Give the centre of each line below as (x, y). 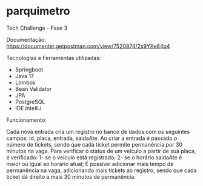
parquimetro (38, 11)
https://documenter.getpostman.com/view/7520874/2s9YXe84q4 (88, 46)
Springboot (29, 69)
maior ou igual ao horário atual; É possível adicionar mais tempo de (90, 164)
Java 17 (25, 76)
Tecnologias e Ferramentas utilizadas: (54, 58)
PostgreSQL (30, 102)
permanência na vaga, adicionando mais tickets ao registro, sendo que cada (101, 170)
